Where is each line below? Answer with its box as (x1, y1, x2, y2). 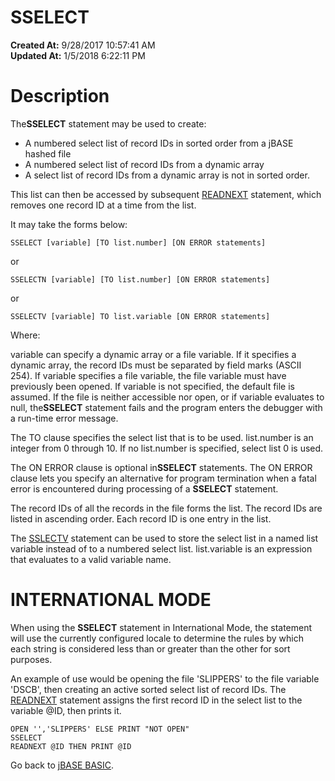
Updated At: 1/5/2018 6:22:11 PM (10, 49, 146, 61)
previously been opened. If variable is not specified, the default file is (10, 380, 295, 392)
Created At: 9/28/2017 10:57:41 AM (10, 39, 156, 51)
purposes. (10, 653, 53, 665)
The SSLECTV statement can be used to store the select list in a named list (10, 532, 319, 544)
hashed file (24, 147, 72, 160)
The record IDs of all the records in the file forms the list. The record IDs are (10, 502, 323, 514)
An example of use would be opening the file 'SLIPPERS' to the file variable (10, 672, 320, 685)
